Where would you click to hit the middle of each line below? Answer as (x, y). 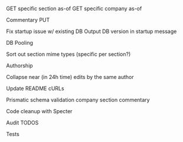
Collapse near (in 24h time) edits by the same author (70, 77)
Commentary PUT (28, 20)
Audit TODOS (22, 123)
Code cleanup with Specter (39, 111)
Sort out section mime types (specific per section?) (68, 54)
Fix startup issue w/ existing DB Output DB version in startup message (91, 31)
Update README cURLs (35, 88)
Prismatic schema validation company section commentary (78, 100)
